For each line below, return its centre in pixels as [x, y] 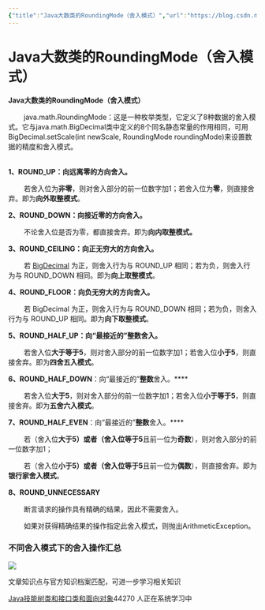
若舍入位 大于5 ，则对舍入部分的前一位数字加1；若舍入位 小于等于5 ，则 [136, 395]
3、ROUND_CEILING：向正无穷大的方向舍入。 [83, 249]
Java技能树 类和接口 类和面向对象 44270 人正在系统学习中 [100, 598]
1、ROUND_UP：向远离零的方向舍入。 [70, 171]
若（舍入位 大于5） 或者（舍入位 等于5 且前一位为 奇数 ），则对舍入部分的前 [140, 439]
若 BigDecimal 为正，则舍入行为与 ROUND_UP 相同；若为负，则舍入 [133, 265]
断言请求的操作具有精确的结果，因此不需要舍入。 [103, 509]
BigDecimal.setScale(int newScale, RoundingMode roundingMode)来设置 [127, 137]
